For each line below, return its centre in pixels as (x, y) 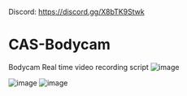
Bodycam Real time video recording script (78, 67)
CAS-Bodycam (60, 45)
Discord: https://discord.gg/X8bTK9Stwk (76, 12)
